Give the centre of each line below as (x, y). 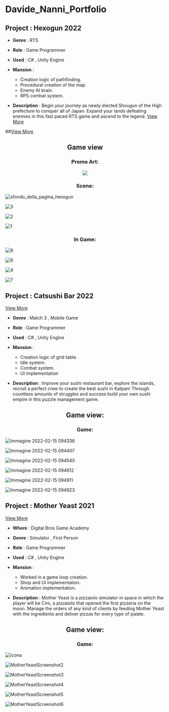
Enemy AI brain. (37, 90)
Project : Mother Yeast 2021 (50, 506)
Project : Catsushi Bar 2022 (49, 296)
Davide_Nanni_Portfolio (56, 9)
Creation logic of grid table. (49, 357)
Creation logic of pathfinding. (51, 79)
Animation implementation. (48, 588)
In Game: (85, 239)
